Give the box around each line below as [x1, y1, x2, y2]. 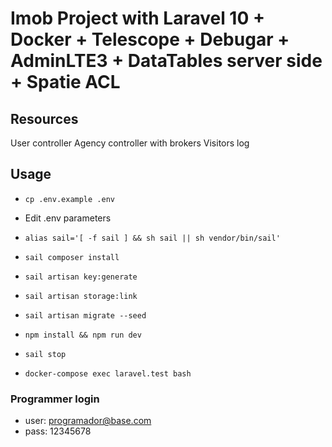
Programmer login [10, 392, 100, 406]
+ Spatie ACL [10, 71, 121, 94]
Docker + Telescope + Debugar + [10, 28, 290, 51]
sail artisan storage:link [24, 291, 138, 301]
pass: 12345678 [24, 425, 92, 437]
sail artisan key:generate [24, 272, 138, 282]
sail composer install [24, 252, 120, 262]
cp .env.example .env [24, 194, 115, 204]
